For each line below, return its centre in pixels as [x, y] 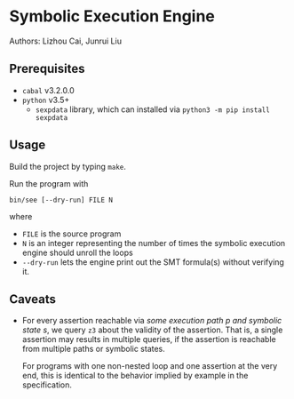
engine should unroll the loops [77, 252]
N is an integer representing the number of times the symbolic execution [154, 243]
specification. [47, 385]
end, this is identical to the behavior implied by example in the [135, 376]
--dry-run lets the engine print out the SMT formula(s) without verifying [153, 262]
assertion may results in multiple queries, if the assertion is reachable [149, 339]
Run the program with [49, 183]
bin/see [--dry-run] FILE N [61, 200]
